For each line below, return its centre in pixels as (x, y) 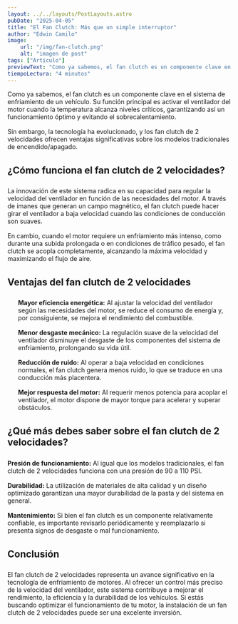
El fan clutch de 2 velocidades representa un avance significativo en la (111, 575)
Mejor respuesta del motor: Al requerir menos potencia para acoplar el (123, 392)
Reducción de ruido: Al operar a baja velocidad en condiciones (111, 363)
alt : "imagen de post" (54, 54)
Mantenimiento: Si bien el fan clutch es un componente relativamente (110, 515)
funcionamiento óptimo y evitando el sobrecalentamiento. (92, 117)
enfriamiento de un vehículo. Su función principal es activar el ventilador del (119, 101)
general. (20, 501)
